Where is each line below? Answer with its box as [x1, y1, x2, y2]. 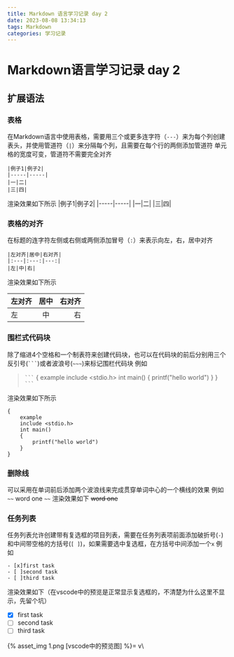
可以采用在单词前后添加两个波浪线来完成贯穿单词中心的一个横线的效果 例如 [7, 486, 224, 494]
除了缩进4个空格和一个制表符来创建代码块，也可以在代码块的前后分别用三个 [7, 350, 226, 359]
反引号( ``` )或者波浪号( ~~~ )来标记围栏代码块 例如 [7, 359, 148, 367]
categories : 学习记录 [7, 29, 67, 37]
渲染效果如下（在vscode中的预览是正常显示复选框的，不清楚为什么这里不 [7, 588, 219, 597]
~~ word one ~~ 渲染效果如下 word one [7, 494, 118, 503]
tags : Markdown [7, 23, 52, 30]
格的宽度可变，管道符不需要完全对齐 [7, 150, 112, 159]
